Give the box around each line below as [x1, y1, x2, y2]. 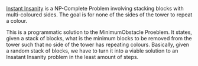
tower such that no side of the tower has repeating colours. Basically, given [6, 41, 190, 48]
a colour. [6, 18, 28, 24]
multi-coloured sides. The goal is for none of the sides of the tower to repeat [6, 11, 193, 18]
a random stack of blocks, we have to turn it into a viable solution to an [6, 47, 178, 54]
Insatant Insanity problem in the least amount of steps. [6, 54, 139, 60]
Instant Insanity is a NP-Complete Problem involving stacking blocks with [6, 5, 184, 12]
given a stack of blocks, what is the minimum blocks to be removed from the [6, 35, 192, 41]
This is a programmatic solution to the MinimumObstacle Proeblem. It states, [6, 29, 192, 36]
